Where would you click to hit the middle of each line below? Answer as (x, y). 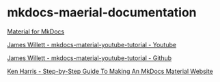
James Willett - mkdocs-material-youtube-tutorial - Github (90, 58)
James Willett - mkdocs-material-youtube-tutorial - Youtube (92, 44)
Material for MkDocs (36, 31)
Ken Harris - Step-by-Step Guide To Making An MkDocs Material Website (110, 71)
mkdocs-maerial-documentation (102, 13)
